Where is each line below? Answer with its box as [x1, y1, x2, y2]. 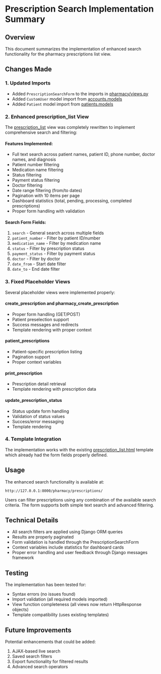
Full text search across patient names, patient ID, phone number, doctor [12, 152, 155, 157]
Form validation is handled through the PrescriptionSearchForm [12, 539, 139, 545]
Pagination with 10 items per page [12, 193, 80, 199]
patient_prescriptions [5, 338, 50, 344]
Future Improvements [5, 626, 72, 634]
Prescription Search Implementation [5, 3, 154, 15]
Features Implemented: [5, 140, 53, 146]
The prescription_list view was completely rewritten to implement [5, 124, 135, 130]
